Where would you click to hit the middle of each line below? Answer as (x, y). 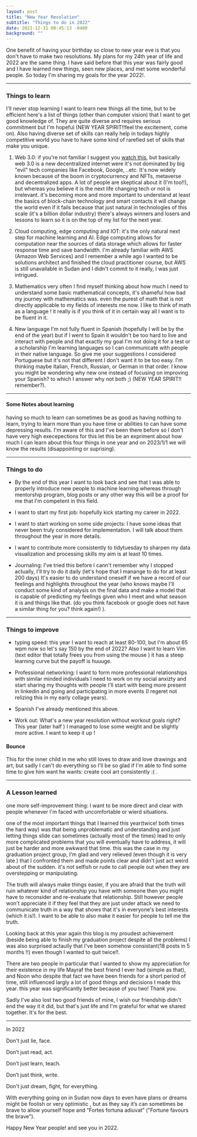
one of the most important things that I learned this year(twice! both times (95, 823)
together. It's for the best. (37, 1012)
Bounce (16, 746)
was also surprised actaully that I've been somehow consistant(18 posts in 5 (98, 946)
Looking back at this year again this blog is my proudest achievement (90, 933)
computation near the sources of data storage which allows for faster (98, 244)
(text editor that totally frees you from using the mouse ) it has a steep (99, 655)
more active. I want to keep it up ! (55, 733)
